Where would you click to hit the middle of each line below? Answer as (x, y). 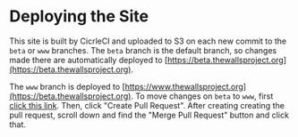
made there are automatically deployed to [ (89, 60)
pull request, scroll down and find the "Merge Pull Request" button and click (149, 115)
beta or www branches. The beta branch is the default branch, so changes (143, 50)
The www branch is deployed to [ (67, 86)
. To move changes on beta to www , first (202, 96)
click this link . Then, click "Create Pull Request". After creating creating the (147, 105)
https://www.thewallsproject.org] (186, 86)
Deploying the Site (79, 16)
